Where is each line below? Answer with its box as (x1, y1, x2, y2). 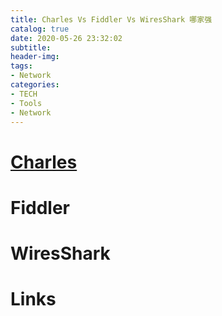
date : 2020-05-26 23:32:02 (10, 33, 123, 43)
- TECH (10, 89, 38, 99)
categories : (10, 80, 60, 90)
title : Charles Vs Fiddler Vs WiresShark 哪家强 (10, 14, 213, 25)
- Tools (10, 98, 43, 108)
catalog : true (10, 24, 70, 34)
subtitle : (10, 42, 52, 53)
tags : (10, 61, 33, 71)
